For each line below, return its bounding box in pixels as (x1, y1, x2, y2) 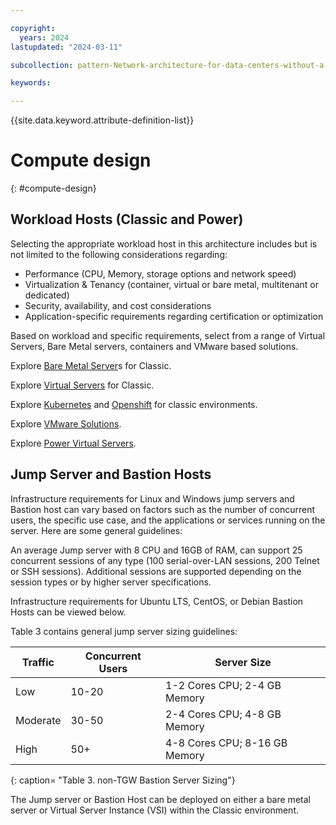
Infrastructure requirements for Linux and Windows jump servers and (10, 492, 295, 505)
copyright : (10, 23, 56, 33)
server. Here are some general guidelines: (10, 524, 183, 536)
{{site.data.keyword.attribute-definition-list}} (10, 114, 195, 126)
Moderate (15, 713, 62, 727)
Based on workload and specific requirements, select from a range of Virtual (10, 329, 326, 341)
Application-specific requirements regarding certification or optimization (24, 310, 324, 322)
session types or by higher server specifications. (10, 576, 212, 588)
